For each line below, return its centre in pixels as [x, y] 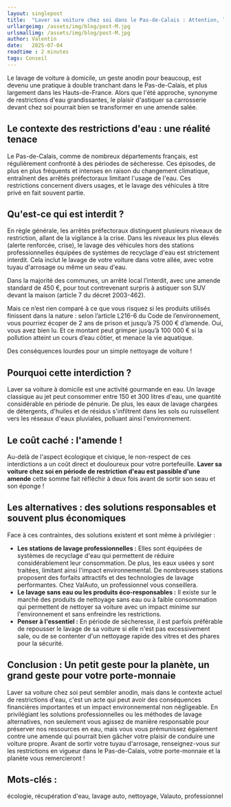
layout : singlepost [35, 13]
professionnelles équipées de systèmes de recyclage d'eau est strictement [113, 252]
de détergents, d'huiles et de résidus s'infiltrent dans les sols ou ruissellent [113, 411]
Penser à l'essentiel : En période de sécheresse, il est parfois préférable [120, 621]
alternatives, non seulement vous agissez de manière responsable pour [108, 721]
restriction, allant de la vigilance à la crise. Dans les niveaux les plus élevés [113, 238]
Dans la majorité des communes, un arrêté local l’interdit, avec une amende [114, 281]
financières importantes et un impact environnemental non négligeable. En [113, 707]
